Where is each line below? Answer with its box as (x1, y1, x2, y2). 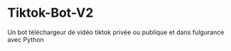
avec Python (7, 35, 44, 43)
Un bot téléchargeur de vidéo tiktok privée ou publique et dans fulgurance (7, 28, 225, 36)
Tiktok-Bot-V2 (7, 5, 94, 21)
